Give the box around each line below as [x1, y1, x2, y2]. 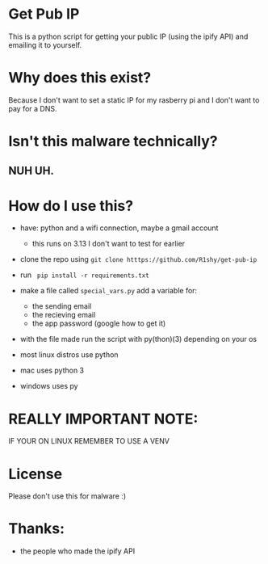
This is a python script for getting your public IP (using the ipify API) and [8, 32, 249, 41]
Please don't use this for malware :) [8, 491, 127, 501]
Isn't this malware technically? [8, 133, 218, 150]
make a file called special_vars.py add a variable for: [19, 286, 198, 296]
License [8, 465, 63, 483]
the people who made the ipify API [19, 546, 136, 556]
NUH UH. [8, 164, 55, 178]
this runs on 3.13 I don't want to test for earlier [31, 239, 186, 249]
